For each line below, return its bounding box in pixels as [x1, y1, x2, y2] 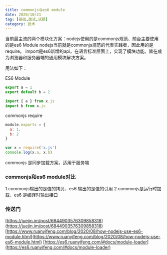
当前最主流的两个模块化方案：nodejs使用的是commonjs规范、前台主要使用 [5, 36, 159, 42]
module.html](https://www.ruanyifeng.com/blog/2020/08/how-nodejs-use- [5, 233, 161, 239]
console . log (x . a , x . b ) [5, 150, 52, 155]
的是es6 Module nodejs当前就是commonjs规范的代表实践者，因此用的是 [5, 42, 154, 48]
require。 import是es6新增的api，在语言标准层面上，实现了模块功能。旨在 [5, 48, 158, 54]
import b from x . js [5, 103, 46, 108]
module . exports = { [5, 122, 46, 127]
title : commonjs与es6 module [5, 7, 65, 13]
